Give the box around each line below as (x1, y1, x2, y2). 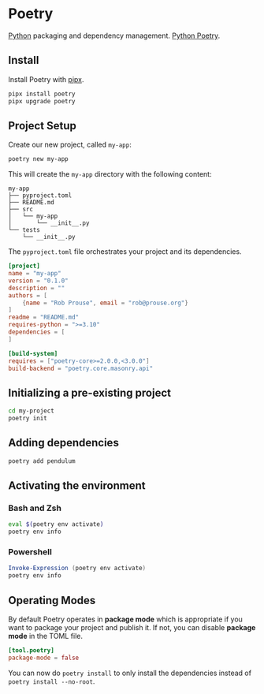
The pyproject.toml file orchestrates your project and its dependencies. (8, 247, 242, 256)
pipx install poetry (8, 90, 76, 98)
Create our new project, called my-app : (8, 140, 132, 150)
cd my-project (8, 407, 55, 415)
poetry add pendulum (8, 457, 76, 465)
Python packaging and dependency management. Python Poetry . (8, 31, 221, 40)
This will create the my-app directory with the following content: (8, 170, 212, 179)
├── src (8, 206, 34, 214)
